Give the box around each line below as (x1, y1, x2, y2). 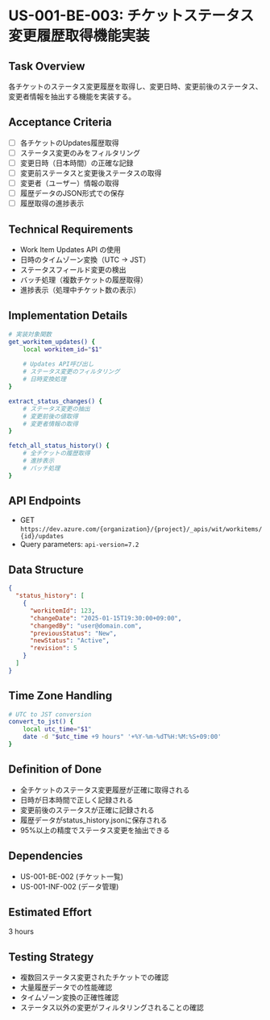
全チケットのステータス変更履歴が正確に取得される (19, 785, 190, 794)
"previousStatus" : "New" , (29, 629, 117, 637)
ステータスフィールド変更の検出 (19, 265, 127, 275)
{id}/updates (19, 533, 64, 541)
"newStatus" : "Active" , (29, 636, 110, 645)
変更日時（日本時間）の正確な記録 (19, 158, 134, 168)
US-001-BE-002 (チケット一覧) (19, 871, 123, 881)
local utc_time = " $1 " (23, 725, 92, 733)
